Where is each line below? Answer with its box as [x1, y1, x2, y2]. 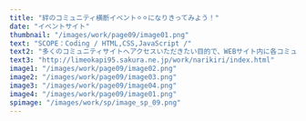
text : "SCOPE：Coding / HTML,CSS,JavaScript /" [9, 38, 192, 48]
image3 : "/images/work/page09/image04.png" [9, 81, 178, 90]
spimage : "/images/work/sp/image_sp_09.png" [9, 97, 181, 107]
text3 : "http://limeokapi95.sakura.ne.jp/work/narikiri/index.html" [9, 55, 275, 65]
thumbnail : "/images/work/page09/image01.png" [9, 30, 189, 39]
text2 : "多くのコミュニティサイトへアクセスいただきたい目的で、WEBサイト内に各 [9, 47, 278, 56]
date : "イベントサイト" [9, 22, 90, 31]
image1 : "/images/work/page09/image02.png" [9, 65, 178, 74]
